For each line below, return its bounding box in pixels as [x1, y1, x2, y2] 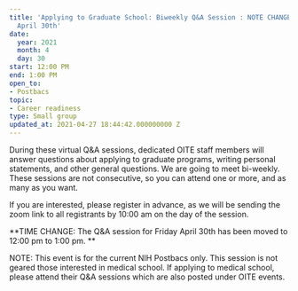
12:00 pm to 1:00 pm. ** [9, 236, 96, 246]
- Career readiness [9, 104, 82, 113]
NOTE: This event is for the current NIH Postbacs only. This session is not [9, 253, 278, 263]
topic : [9, 95, 34, 105]
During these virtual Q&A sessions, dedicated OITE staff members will [9, 145, 264, 155]
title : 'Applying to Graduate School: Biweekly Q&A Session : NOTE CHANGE [9, 12, 292, 22]
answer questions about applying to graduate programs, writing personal [9, 154, 277, 164]
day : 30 [17, 54, 46, 63]
